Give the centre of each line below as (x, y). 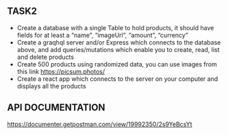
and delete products (45, 57)
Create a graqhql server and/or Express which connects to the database (119, 42)
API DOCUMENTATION (56, 108)
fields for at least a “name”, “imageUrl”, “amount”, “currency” (102, 35)
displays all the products (52, 86)
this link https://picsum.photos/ (61, 71)
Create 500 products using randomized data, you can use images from (117, 64)
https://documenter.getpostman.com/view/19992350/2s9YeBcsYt (100, 124)
